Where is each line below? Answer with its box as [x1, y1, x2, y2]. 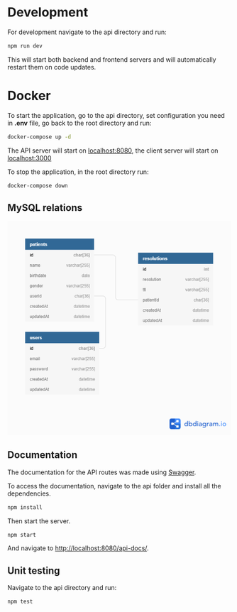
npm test [7, 598, 33, 606]
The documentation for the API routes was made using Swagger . [7, 468, 197, 476]
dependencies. [7, 489, 51, 498]
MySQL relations [7, 202, 83, 214]
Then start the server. [7, 516, 71, 525]
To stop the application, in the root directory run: [7, 168, 149, 176]
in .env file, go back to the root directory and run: [7, 119, 152, 127]
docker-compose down [7, 182, 69, 189]
